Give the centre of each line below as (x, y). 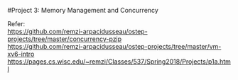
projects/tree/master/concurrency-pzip (65, 39)
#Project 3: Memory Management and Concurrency (83, 10)
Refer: (16, 24)
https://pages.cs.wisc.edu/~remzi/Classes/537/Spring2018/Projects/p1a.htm (119, 62)
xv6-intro (21, 54)
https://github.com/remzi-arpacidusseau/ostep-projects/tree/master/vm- (114, 46)
